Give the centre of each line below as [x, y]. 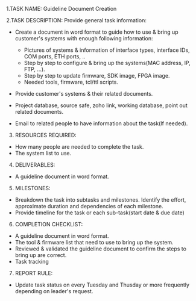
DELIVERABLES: [35, 165]
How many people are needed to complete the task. [79, 147]
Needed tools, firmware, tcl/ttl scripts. [71, 82]
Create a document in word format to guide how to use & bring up [97, 32]
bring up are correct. [41, 255]
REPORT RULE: [34, 273]
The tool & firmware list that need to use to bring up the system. [94, 242]
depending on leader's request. [54, 291]
